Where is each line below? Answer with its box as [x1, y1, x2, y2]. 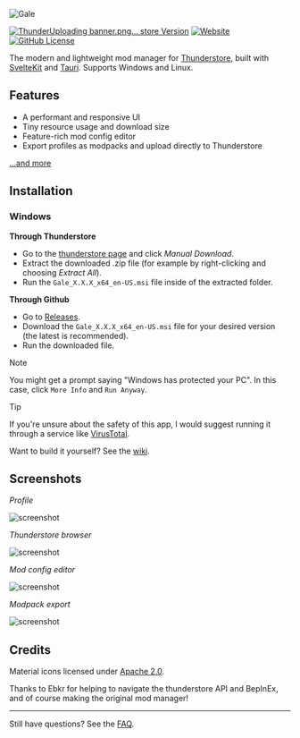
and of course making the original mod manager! [9, 693, 189, 704]
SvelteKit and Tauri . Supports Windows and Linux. [9, 63, 194, 72]
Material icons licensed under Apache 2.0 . [9, 666, 165, 677]
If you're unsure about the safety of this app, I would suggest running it [9, 419, 271, 429]
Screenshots [9, 471, 82, 487]
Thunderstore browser [9, 530, 92, 540]
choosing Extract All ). [21, 267, 103, 277]
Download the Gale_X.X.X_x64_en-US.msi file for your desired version [21, 320, 276, 331]
